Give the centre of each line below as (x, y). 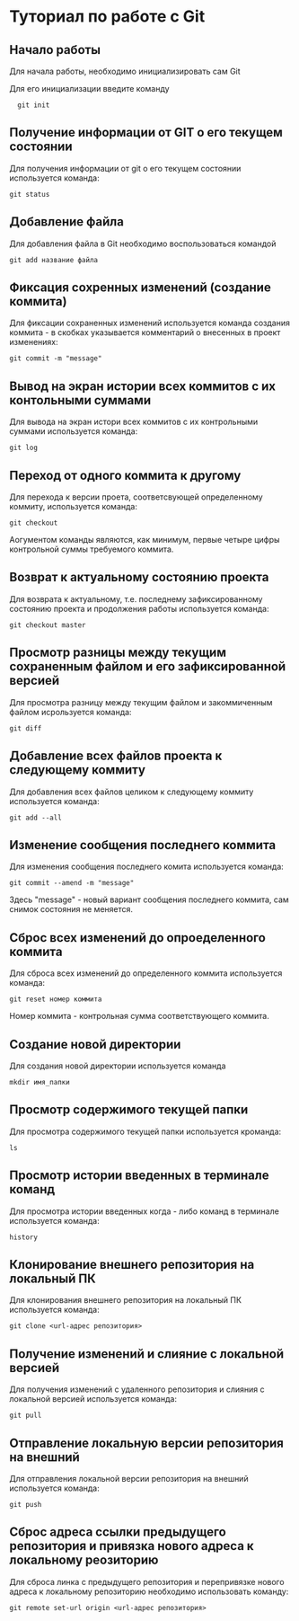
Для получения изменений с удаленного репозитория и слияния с (137, 1389)
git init (34, 105)
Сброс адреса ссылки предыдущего (118, 1532)
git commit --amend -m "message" (72, 883)
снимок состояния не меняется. (71, 909)
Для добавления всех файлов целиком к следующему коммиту (132, 792)
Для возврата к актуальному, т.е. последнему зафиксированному (136, 598)
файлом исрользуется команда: (70, 712)
